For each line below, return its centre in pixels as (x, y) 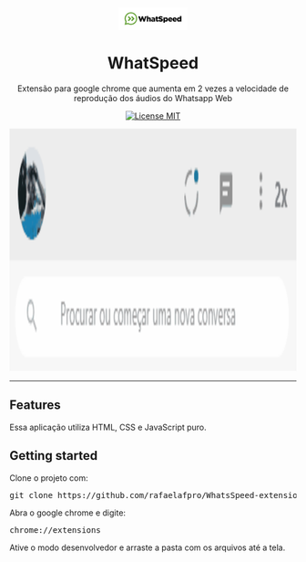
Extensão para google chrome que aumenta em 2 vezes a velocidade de (153, 88)
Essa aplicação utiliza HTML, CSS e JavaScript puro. (108, 427)
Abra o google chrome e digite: (67, 513)
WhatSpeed (153, 63)
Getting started (54, 456)
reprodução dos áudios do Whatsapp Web (153, 98)
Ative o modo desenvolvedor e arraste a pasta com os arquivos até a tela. (148, 547)
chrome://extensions (56, 530)
